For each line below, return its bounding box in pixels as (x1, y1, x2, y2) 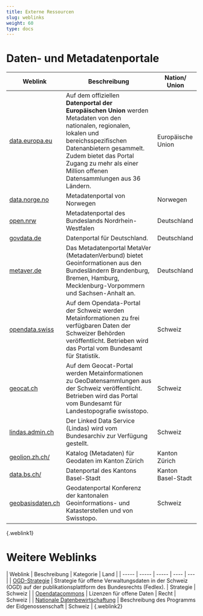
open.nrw (9, 217, 37, 225)
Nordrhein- (104, 217, 137, 225)
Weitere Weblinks (6, 551, 97, 565)
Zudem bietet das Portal (65, 152, 134, 160)
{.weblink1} (6, 530, 34, 537)
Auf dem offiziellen (65, 91, 120, 100)
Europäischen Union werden (65, 106, 149, 115)
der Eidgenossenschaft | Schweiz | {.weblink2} (6, 603, 123, 610)
